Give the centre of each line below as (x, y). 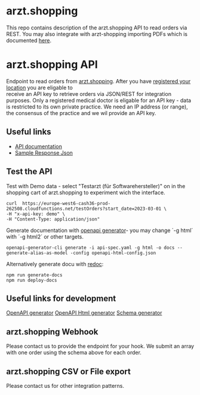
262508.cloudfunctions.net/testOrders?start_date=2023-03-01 (84, 209)
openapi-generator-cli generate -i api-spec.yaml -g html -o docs (90, 248)
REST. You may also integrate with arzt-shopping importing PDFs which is (97, 34)
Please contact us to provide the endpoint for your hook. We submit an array (100, 346)
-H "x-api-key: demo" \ (36, 214)
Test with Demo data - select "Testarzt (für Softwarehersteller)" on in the (96, 186)
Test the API (29, 172)
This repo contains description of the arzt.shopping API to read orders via (97, 28)
